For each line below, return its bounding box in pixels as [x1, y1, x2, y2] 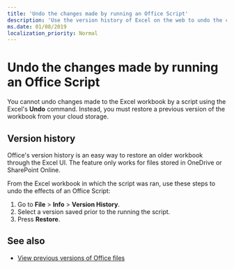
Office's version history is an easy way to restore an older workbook [7, 151, 203, 159]
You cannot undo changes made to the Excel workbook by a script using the [7, 98, 226, 106]
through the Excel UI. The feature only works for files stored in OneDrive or [7, 158, 222, 167]
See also [7, 235, 45, 247]
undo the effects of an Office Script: [7, 187, 111, 195]
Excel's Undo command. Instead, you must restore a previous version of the [7, 105, 226, 114]
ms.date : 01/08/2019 [7, 23, 68, 30]
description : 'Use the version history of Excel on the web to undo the [7, 17, 223, 24]
